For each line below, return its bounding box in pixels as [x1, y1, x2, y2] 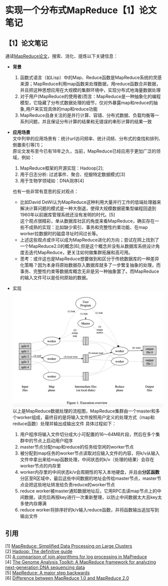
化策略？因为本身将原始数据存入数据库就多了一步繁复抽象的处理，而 [20, 262, 161, 268]
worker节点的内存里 [20, 463, 61, 469]
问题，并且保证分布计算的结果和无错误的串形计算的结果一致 [29, 119, 152, 124]
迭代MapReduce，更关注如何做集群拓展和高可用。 [29, 250, 133, 255]
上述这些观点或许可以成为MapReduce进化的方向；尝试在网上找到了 [20, 237, 159, 243]
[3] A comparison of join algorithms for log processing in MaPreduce [5, 553, 147, 559]
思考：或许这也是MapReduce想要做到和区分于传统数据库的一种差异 [20, 256, 159, 262]
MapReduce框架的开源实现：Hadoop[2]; [20, 165, 104, 171]
